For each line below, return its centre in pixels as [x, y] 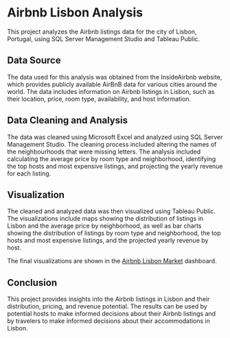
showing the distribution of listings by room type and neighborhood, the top [114, 233]
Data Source [34, 61]
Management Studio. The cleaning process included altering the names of [112, 144]
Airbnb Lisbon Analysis [75, 13]
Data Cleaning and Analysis [68, 120]
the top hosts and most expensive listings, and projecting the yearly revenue [115, 166]
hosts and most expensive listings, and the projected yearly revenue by [108, 241]
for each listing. [29, 173]
